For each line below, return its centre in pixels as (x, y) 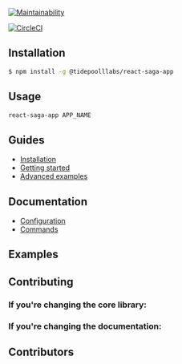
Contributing (41, 282)
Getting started (45, 168)
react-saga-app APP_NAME (50, 115)
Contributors (41, 352)
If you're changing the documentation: (85, 326)
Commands (39, 229)
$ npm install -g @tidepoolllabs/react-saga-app (91, 71)
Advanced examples (54, 176)
